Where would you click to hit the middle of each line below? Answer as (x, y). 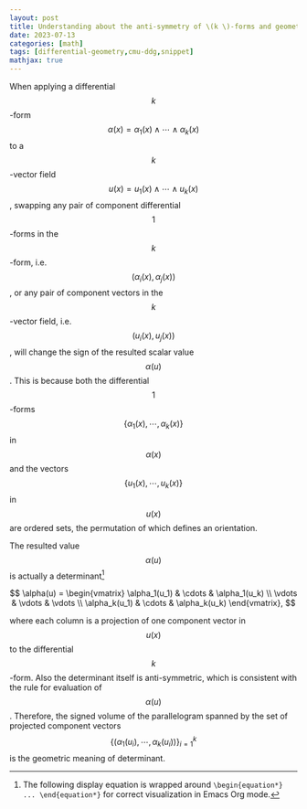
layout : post (34, 18)
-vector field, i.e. (41, 322)
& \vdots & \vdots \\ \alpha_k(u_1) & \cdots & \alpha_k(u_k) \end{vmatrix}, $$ (153, 603)
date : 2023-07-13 (42, 35)
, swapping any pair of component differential (95, 205)
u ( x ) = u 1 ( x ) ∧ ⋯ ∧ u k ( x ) (153, 190)
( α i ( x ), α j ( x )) (153, 277)
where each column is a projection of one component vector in (128, 621)
